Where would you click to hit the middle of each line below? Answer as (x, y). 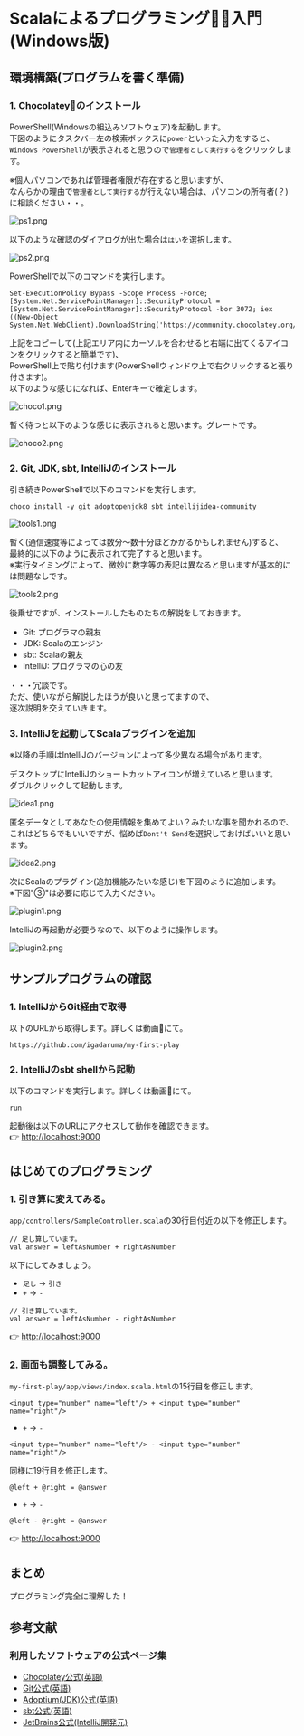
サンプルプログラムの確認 (81, 978)
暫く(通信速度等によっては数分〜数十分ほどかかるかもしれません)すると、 (146, 542)
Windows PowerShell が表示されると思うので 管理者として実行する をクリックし (147, 149)
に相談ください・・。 (49, 202)
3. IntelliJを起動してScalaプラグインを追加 (103, 734)
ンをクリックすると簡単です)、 (66, 354)
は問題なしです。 (41, 577)
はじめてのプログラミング (81, 1171)
